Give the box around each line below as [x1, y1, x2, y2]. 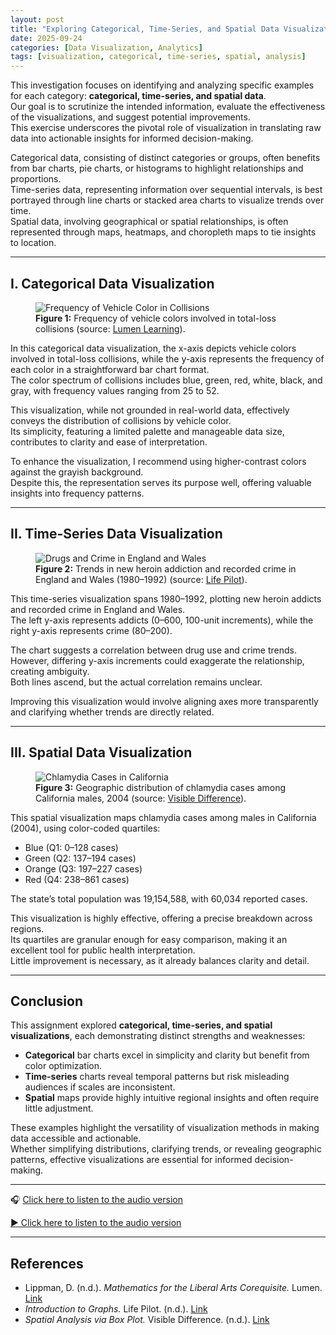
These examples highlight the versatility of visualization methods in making [10, 1122, 320, 1134]
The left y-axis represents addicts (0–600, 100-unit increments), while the [10, 614, 314, 626]
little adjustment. [24, 1102, 94, 1115]
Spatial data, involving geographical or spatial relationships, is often [10, 216, 289, 228]
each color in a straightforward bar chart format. [10, 363, 210, 375]
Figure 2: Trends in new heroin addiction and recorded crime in [35, 562, 297, 575]
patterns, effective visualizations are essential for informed [10, 1154, 253, 1166]
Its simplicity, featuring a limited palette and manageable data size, [10, 425, 285, 437]
